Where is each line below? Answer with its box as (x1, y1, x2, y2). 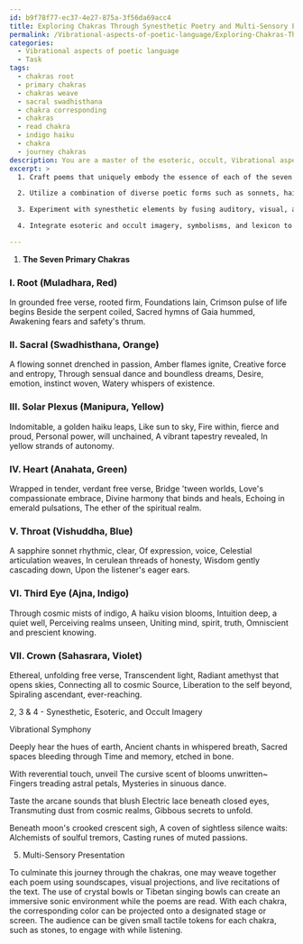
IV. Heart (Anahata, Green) (9, 463, 128, 475)
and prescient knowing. (9, 627, 96, 637)
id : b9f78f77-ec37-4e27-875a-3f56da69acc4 (9, 13, 171, 23)
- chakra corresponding (17, 105, 106, 115)
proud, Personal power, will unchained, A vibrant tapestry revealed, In (9, 430, 269, 442)
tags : (9, 64, 30, 73)
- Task (17, 55, 42, 64)
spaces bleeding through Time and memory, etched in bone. (9, 750, 234, 762)
